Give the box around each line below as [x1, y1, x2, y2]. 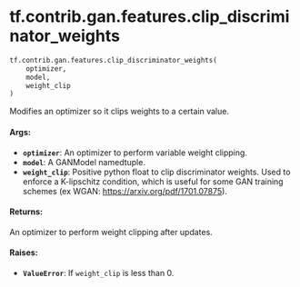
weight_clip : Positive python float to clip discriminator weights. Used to [22, 166, 291, 177]
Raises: [9, 247, 38, 258]
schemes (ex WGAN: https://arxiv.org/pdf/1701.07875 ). [22, 185, 227, 196]
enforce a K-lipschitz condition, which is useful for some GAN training [22, 175, 284, 187]
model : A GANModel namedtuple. [22, 156, 145, 167]
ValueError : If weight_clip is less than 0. [22, 267, 175, 278]
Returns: [9, 206, 44, 217]
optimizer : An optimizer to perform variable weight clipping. [22, 147, 248, 158]
